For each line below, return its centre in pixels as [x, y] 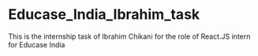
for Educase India [37, 44]
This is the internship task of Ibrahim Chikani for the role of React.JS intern [129, 36]
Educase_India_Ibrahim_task [104, 15]
